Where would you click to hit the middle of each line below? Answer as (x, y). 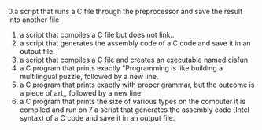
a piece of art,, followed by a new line (80, 93)
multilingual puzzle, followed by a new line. (89, 76)
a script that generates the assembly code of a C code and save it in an (135, 43)
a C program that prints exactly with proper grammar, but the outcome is (137, 85)
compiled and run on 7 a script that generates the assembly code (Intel (134, 110)
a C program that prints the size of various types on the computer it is (133, 101)
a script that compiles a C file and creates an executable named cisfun (134, 60)
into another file (34, 20)
